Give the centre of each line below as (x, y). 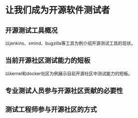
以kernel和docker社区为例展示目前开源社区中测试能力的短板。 (69, 73)
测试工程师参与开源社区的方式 (51, 109)
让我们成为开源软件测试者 (58, 10)
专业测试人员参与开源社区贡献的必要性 (64, 91)
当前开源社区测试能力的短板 (48, 60)
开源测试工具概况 (31, 30)
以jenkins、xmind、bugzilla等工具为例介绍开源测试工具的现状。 (70, 43)
